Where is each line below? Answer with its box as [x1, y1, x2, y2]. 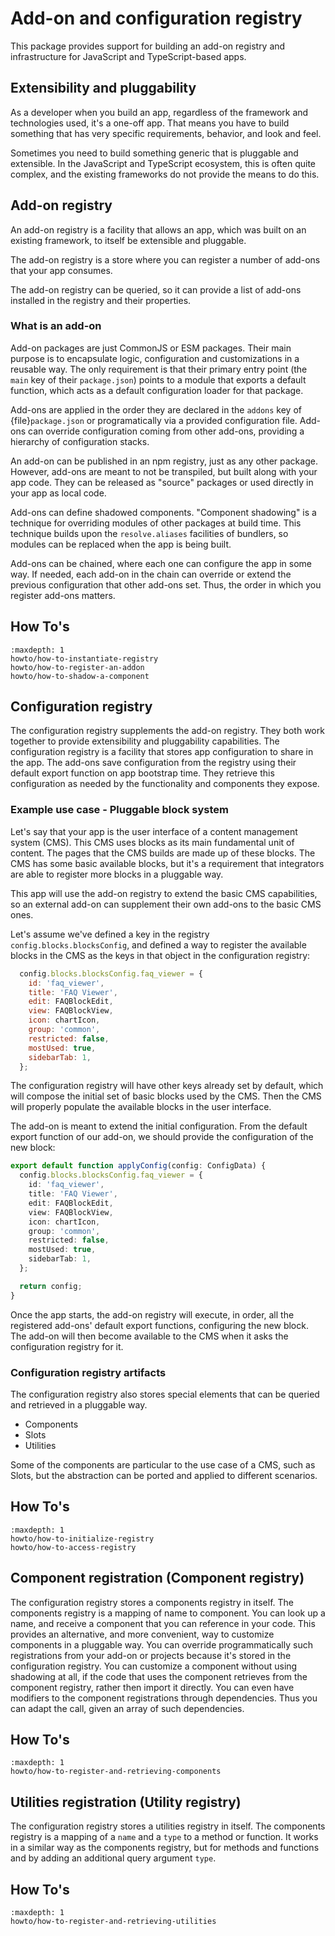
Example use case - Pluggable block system [10, 803, 229, 817]
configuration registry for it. [10, 1340, 124, 1352]
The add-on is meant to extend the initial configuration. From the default [10, 1120, 308, 1132]
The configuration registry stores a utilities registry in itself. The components [10, 1820, 326, 1832]
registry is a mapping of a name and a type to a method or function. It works [10, 1831, 319, 1843]
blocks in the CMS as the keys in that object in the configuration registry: [10, 949, 311, 961]
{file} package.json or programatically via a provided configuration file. [10, 414, 298, 426]
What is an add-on [10, 319, 102, 333]
